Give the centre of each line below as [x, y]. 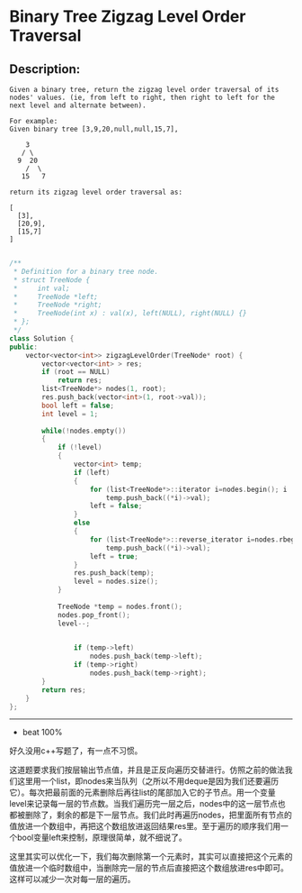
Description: [45, 69]
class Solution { [42, 338]
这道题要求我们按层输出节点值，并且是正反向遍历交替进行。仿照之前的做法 [147, 770]
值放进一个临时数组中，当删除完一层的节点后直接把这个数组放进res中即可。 [149, 868]
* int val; [41, 288]
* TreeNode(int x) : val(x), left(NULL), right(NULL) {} [130, 314]
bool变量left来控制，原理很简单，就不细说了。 [102, 838]
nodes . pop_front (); [93, 615]
